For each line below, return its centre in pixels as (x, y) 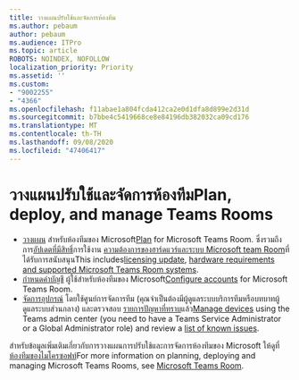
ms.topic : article (43, 51)
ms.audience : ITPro (46, 42)
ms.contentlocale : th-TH (55, 134)
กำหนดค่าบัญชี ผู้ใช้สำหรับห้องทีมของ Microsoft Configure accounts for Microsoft (155, 279)
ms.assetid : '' (37, 76)
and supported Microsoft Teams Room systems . (110, 269)
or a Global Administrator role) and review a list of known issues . (141, 328)
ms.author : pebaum (43, 26)
